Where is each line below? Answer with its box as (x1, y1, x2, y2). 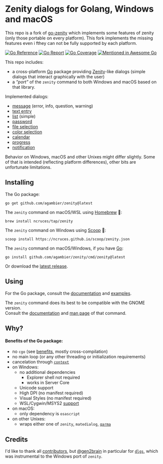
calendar (12, 134, 30, 140)
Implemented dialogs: (5, 94, 49, 99)
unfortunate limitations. (5, 164, 52, 170)
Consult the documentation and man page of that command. (5, 310, 127, 316)
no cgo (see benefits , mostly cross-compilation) (12, 348, 108, 354)
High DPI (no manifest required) (19, 390, 83, 396)
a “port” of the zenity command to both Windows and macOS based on (12, 79, 157, 85)
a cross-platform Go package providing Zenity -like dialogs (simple (12, 68, 145, 74)
